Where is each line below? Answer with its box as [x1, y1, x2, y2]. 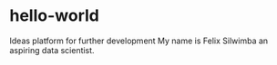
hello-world [9, 5, 100, 26]
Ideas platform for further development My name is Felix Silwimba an [9, 35, 269, 46]
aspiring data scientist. [9, 44, 95, 55]
